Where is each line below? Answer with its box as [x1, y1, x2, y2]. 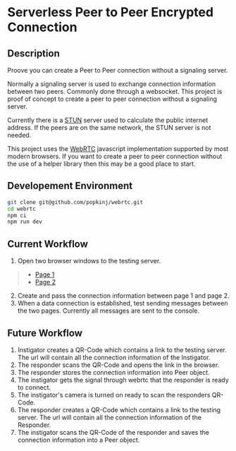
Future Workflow [7, 327, 83, 339]
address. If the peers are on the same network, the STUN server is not [7, 124, 211, 131]
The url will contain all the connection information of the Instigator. [17, 353, 211, 361]
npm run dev [7, 218, 42, 226]
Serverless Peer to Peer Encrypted [7, 4, 213, 20]
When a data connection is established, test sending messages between [17, 299, 228, 308]
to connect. [17, 383, 51, 392]
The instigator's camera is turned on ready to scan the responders [17, 390, 211, 399]
